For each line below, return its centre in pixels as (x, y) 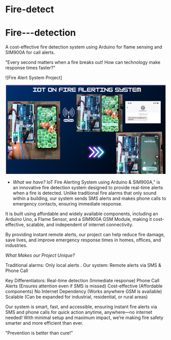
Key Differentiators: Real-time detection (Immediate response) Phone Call (82, 281)
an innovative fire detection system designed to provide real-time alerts (88, 188)
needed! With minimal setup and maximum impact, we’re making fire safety (84, 318)
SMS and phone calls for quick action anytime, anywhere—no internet (79, 312)
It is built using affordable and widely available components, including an (82, 214)
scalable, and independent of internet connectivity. (80, 225)
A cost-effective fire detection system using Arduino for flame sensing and (84, 47)
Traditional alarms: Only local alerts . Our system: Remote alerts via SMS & (83, 265)
